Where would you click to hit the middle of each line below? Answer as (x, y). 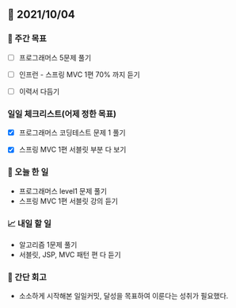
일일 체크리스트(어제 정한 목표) (62, 114)
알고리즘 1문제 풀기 (48, 244)
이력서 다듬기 (39, 91)
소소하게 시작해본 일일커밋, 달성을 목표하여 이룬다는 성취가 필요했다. (124, 296)
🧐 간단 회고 (27, 277)
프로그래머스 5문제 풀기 (55, 57)
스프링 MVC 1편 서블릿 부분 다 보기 (72, 150)
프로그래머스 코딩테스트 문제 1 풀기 (72, 133)
